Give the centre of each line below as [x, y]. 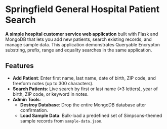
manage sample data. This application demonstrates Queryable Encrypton [83, 44]
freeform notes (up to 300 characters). [53, 83]
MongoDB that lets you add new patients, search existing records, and [78, 39]
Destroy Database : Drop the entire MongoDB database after [83, 105]
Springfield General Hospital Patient [82, 9]
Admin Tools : [27, 99]
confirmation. [34, 110]
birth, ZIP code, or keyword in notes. [50, 94]
